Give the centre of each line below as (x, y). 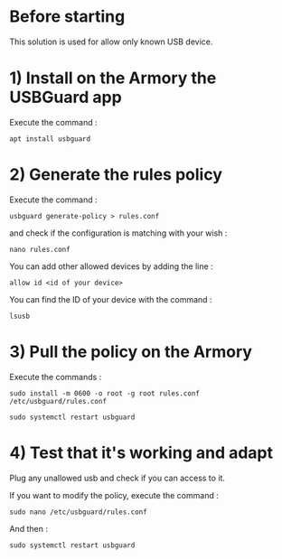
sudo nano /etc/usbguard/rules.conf (78, 512)
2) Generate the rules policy (116, 175)
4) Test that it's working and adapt (141, 452)
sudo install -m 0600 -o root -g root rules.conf (105, 393)
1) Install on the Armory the (113, 78)
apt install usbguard (50, 139)
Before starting (67, 17)
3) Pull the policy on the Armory (131, 352)
